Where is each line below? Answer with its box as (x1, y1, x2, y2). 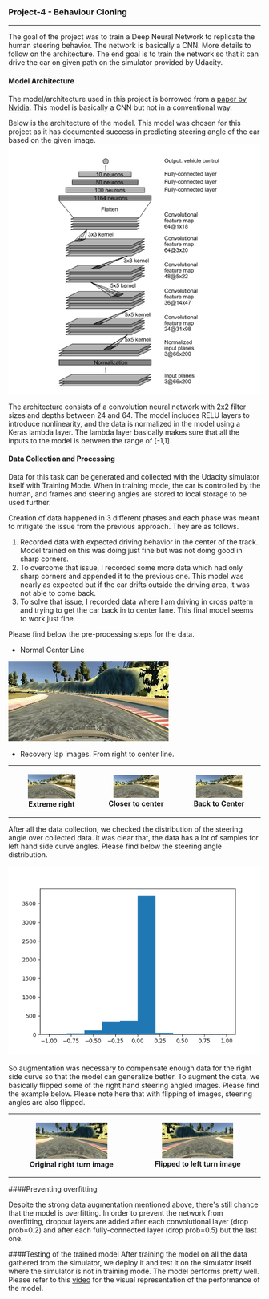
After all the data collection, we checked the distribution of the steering (8, 824, 243, 834)
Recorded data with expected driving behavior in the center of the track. (19, 536, 259, 547)
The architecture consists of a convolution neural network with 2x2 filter (8, 402, 247, 411)
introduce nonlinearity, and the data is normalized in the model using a (8, 419, 241, 428)
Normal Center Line (19, 645, 85, 654)
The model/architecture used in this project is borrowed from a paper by (8, 94, 247, 103)
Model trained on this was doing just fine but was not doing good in (19, 545, 243, 555)
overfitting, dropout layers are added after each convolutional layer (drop (8, 1217, 249, 1227)
